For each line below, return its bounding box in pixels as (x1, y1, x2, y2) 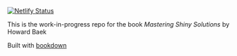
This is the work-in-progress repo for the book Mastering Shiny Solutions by (7, 20, 230, 28)
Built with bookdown (7, 41, 67, 49)
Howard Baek (7, 28, 47, 36)
